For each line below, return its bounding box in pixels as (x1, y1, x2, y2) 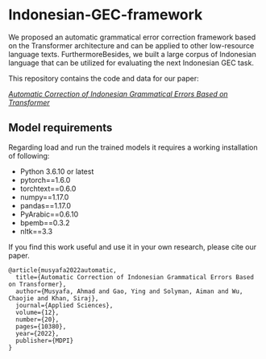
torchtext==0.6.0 (19, 184, 77, 193)
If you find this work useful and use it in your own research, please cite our (8, 241, 257, 251)
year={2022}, (15, 329, 60, 337)
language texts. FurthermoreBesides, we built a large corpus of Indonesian (8, 49, 256, 59)
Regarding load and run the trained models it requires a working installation (8, 142, 258, 152)
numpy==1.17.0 (19, 192, 69, 202)
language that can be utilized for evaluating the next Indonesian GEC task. (8, 58, 254, 68)
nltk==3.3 (19, 226, 53, 236)
